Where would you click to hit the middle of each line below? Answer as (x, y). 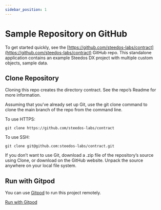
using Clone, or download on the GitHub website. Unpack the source (74, 160)
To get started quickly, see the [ (37, 47)
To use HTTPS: (20, 119)
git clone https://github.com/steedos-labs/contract (60, 128)
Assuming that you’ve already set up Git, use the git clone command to (76, 105)
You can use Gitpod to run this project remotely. (53, 193)
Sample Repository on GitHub (66, 33)
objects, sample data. (27, 63)
